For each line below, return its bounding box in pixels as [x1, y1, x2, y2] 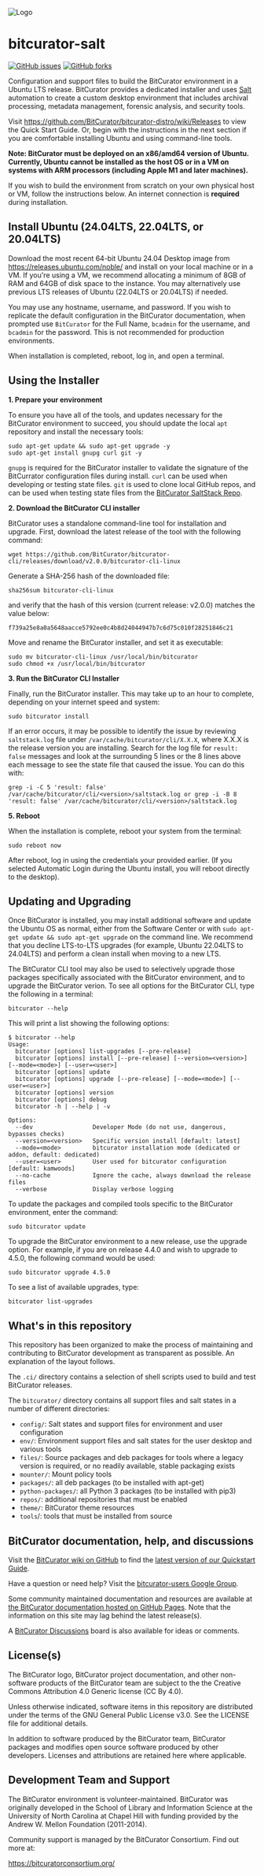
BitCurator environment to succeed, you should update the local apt [8, 418, 228, 428]
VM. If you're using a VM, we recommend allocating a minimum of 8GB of [8, 270, 247, 280]
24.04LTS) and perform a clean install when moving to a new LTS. [8, 949, 222, 959]
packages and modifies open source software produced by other [8, 1742, 219, 1752]
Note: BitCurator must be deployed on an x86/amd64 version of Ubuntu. [8, 148, 249, 158]
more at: [8, 1843, 35, 1852]
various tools [19, 1444, 62, 1454]
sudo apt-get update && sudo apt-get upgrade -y [8, 442, 170, 450]
